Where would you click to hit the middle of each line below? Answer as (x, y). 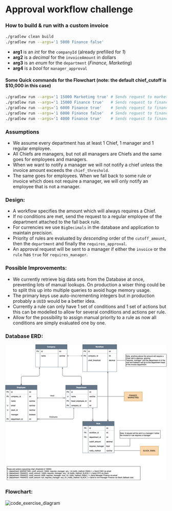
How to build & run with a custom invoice (57, 26)
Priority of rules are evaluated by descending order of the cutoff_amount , (89, 238)
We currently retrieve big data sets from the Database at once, (79, 279)
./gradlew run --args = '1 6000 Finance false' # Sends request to (79, 113)
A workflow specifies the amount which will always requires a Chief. (84, 211)
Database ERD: (24, 336)
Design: (15, 200)
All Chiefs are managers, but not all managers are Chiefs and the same (87, 154)
